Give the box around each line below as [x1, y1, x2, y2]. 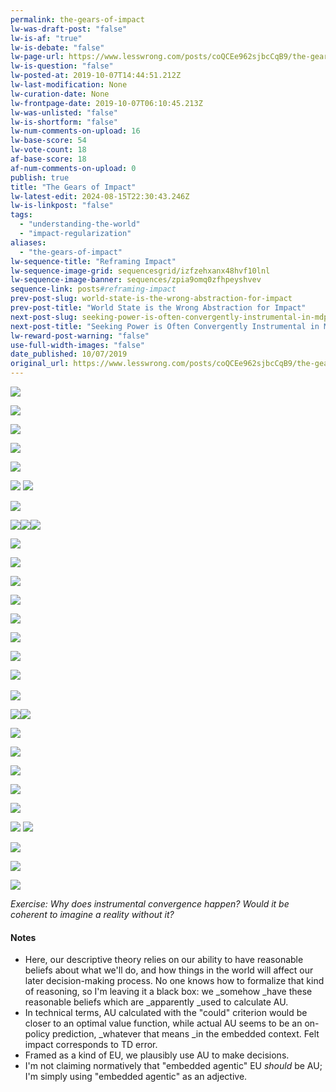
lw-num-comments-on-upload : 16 [10, 126, 141, 136]
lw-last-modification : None [10, 80, 128, 90]
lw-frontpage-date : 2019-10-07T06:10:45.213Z [10, 98, 203, 108]
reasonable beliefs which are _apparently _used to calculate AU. [24, 996, 289, 1008]
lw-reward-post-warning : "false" [10, 331, 150, 341]
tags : [10, 210, 33, 220]
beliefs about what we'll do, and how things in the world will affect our [24, 964, 314, 976]
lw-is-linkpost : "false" [10, 201, 114, 211]
